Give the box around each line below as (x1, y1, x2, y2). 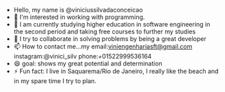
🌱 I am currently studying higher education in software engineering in (13, 20, 211, 28)
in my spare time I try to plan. (13, 77, 97, 85)
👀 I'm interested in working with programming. (13, 13, 145, 21)
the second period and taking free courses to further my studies (13, 27, 196, 35)
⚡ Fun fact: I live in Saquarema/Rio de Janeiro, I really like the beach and (13, 67, 219, 75)
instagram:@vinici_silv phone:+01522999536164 (13, 52, 152, 60)
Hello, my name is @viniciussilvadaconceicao (13, 6, 143, 14)
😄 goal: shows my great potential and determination (13, 59, 163, 67)
